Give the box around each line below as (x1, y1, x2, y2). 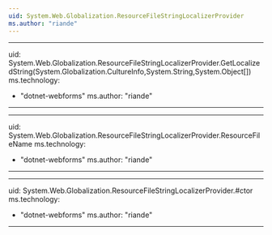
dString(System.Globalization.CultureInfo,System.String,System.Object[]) (8, 66, 252, 76)
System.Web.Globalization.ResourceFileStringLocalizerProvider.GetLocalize (8, 58, 261, 67)
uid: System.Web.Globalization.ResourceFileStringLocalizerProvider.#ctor (8, 186, 253, 195)
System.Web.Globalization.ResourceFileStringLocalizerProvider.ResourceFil (8, 130, 261, 140)
